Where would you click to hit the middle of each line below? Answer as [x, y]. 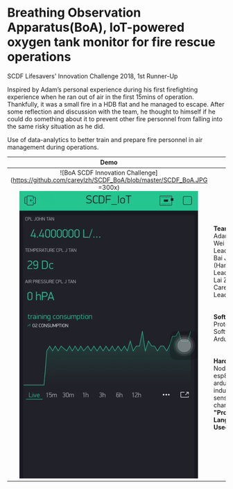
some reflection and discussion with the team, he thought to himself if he [112, 112]
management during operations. [53, 147]
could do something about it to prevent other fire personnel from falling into [115, 118]
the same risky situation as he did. [56, 126]
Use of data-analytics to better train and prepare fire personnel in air [105, 139]
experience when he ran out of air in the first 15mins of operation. [101, 97]
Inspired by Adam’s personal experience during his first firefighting [103, 89]
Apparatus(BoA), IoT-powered [96, 27]
